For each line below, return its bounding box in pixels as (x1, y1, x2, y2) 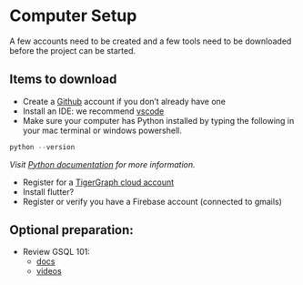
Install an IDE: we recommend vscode (22, 106, 165, 117)
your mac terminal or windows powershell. (22, 125, 182, 136)
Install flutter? (22, 186, 75, 197)
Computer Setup (9, 5, 137, 26)
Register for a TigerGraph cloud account (22, 177, 175, 188)
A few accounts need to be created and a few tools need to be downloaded (9, 36, 292, 46)
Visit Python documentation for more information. (9, 158, 196, 169)
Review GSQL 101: (22, 247, 91, 258)
